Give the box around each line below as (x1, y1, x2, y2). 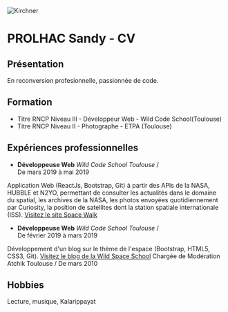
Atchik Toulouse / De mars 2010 (7, 259, 98, 267)
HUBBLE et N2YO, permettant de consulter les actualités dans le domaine (7, 188, 216, 197)
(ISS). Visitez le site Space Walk (7, 211, 98, 219)
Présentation (7, 58, 64, 70)
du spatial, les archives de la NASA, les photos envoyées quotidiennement (7, 195, 218, 204)
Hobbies (7, 280, 45, 291)
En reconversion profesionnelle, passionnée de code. (7, 77, 159, 84)
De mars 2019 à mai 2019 (17, 168, 90, 176)
